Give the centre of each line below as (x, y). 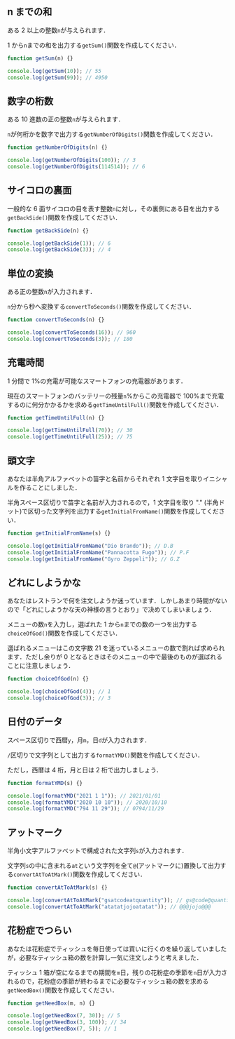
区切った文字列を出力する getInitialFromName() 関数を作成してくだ (123, 511)
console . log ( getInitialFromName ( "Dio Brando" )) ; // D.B (90, 546)
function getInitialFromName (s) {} (59, 533)
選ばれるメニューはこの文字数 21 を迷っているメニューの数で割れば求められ (116, 648)
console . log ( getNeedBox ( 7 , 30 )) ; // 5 (64, 1016)
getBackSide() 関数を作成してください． (64, 217)
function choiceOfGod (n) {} (48, 679)
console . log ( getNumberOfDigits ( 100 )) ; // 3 (72, 160)
